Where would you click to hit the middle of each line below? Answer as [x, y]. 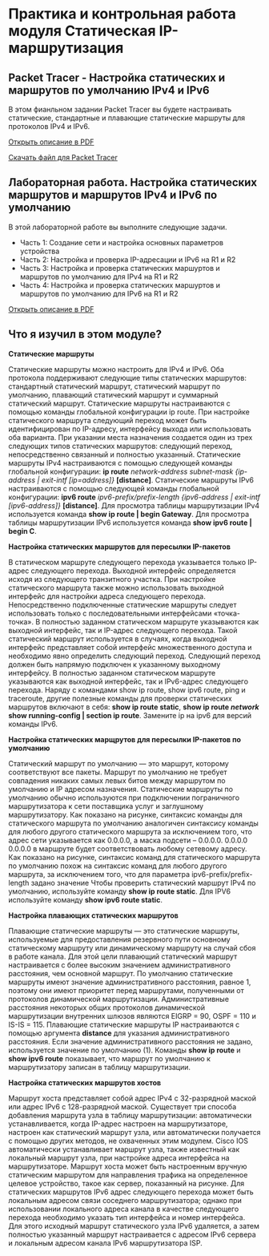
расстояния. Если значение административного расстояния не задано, [131, 1041]
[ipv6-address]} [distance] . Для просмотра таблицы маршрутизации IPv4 [134, 505]
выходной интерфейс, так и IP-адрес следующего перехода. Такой [123, 630]
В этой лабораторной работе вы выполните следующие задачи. [118, 227]
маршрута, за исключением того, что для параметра [99, 874]
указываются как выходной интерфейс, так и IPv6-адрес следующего [128, 681]
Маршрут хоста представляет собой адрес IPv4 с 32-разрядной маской [132, 1098]
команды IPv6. [33, 724]
